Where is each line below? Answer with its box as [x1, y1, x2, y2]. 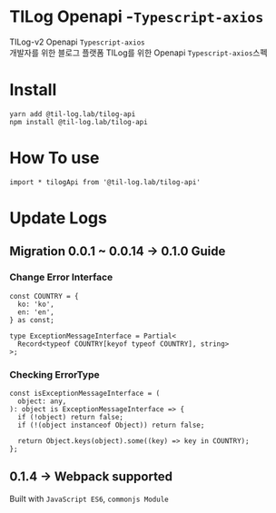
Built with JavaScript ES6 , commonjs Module [9, 493, 170, 504]
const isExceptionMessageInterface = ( [9, 389, 161, 398]
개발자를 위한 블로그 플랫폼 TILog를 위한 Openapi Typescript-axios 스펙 [9, 47, 268, 58]
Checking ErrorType [9, 368, 100, 380]
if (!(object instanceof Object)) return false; [17, 420, 205, 429]
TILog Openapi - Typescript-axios [9, 6, 264, 27]
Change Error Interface [9, 271, 113, 283]
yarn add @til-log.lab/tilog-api [9, 109, 136, 119]
